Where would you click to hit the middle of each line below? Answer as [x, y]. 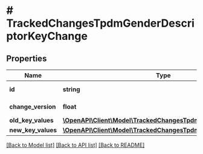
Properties [27, 58]
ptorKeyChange [47, 36]
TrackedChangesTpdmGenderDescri [101, 23]
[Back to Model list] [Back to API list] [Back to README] [76, 145]
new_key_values [33, 130]
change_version [33, 107]
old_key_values [32, 120]
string [71, 89]
